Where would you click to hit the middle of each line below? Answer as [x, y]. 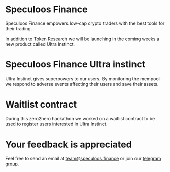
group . [12, 164]
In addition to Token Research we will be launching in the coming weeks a [82, 39]
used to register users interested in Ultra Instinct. [56, 124]
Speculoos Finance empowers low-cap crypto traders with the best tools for [85, 23]
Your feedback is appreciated [69, 144]
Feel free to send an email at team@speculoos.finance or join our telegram [83, 158]
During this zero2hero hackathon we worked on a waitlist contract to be [80, 118]
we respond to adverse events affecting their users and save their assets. [82, 84]
